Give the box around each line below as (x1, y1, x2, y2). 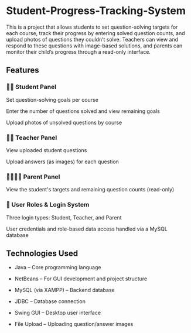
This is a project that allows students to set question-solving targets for (6, 23, 178, 30)
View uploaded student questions (6, 146, 87, 153)
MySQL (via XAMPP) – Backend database (14, 287, 115, 294)
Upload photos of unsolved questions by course (6, 119, 122, 126)
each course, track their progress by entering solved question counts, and (6, 29, 185, 36)
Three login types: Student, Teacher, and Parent (6, 214, 122, 221)
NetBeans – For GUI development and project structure (14, 275, 148, 282)
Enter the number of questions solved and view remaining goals (6, 107, 160, 115)
